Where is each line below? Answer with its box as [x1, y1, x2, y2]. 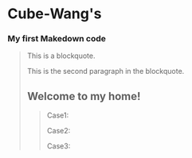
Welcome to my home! [26, 89, 141, 103]
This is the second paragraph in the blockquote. [26, 67, 185, 76]
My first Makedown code [7, 33, 107, 44]
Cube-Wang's [7, 5, 102, 23]
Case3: [46, 141, 71, 151]
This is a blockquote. [26, 51, 96, 60]
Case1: [46, 110, 69, 120]
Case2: [46, 126, 71, 136]
